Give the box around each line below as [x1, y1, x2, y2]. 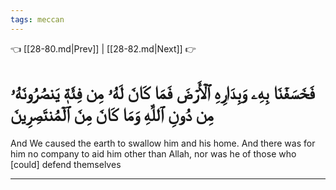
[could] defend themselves [10, 158, 122, 170]
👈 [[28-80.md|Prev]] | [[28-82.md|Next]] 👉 [10, 42, 197, 55]
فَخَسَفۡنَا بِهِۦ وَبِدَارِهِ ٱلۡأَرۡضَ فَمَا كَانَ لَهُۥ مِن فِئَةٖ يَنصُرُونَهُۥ [10, 81, 315, 104]
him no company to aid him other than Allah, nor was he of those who [10, 147, 297, 160]
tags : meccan [10, 14, 65, 25]
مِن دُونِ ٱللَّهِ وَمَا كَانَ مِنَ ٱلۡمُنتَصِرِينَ [10, 103, 214, 126]
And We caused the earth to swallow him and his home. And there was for [10, 137, 316, 149]
